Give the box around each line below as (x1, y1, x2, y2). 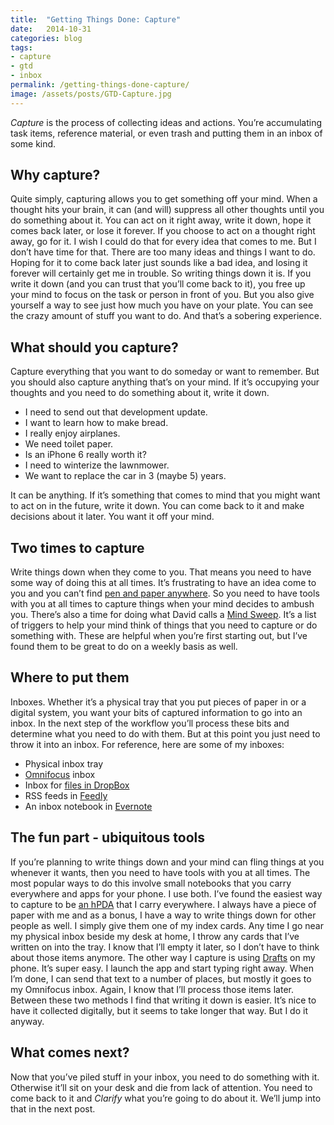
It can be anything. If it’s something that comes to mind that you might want (10, 489, 321, 501)
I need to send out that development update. (24, 406, 208, 418)
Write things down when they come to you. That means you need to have (10, 566, 312, 578)
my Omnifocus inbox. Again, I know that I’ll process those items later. (10, 983, 294, 995)
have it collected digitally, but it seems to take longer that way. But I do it (10, 1004, 308, 1016)
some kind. (10, 137, 57, 150)
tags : (10, 42, 33, 53)
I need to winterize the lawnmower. (24, 459, 170, 471)
